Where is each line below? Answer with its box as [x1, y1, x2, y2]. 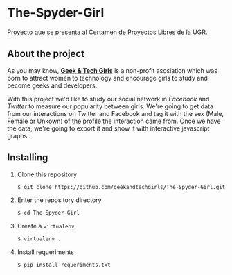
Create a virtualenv [17, 222, 75, 231]
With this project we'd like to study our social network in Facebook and [7, 94, 210, 103]
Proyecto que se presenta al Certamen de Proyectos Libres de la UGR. [7, 28, 208, 36]
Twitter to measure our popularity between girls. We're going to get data [7, 102, 213, 110]
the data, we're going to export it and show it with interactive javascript [7, 124, 210, 133]
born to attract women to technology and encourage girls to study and [7, 74, 208, 82]
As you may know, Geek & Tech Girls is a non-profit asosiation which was [7, 66, 218, 74]
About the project [7, 48, 85, 60]
